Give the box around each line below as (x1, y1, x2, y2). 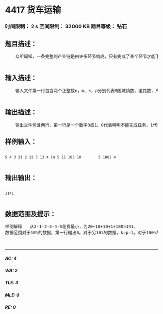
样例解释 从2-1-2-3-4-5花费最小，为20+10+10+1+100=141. (5, 224, 137, 229)
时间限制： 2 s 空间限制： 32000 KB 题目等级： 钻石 (5, 23, 127, 30)
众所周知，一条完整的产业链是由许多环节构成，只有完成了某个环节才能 (15, 53, 156, 59)
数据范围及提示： (5, 209, 56, 218)
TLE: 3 (5, 280, 18, 286)
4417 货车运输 (5, 4, 61, 16)
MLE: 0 (5, 292, 19, 298)
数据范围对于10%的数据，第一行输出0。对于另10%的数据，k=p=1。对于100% (5, 229, 157, 235)
